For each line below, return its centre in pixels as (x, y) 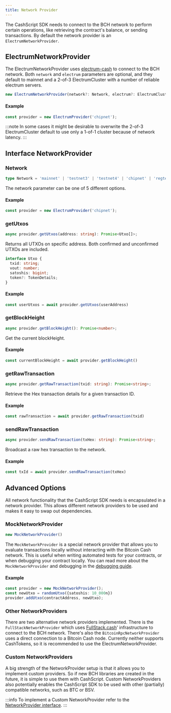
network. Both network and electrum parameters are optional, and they (79, 74)
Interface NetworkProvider (49, 153)
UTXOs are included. (27, 250)
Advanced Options (36, 488)
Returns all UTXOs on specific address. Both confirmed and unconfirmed (82, 244)
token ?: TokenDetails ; (34, 278)
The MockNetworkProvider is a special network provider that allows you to (82, 544)
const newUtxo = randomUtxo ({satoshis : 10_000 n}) (59, 593)
